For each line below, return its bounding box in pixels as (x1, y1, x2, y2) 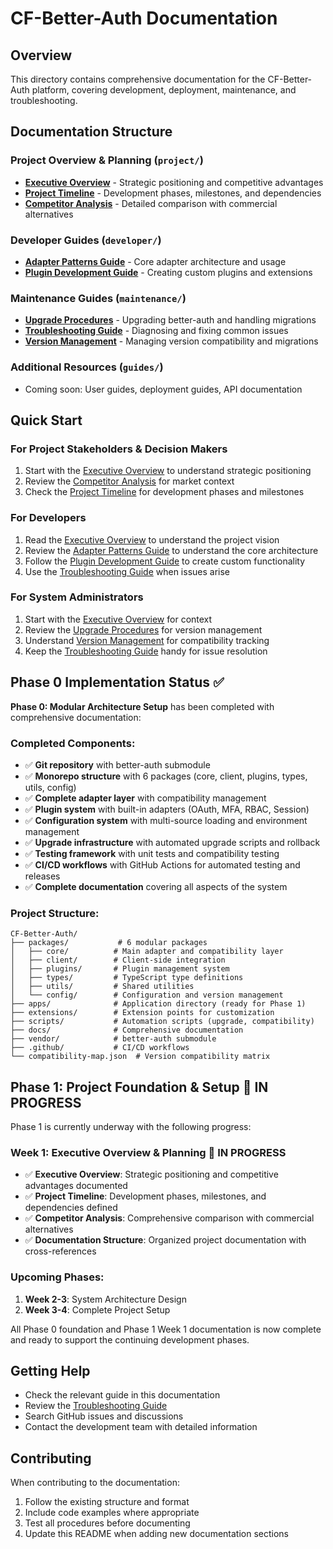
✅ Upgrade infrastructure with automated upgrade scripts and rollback (24, 836, 321, 848)
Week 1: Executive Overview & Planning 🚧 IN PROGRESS (10, 1146, 287, 1159)
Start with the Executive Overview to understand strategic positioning (24, 465, 312, 477)
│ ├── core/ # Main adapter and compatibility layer (10, 947, 284, 957)
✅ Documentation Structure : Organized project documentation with (24, 1234, 307, 1246)
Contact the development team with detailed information (24, 1421, 258, 1433)
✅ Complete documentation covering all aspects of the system (24, 880, 288, 892)
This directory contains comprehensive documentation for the (10, 73, 266, 85)
